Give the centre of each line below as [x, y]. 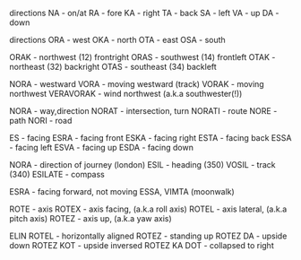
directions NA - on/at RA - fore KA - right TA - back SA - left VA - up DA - [144, 13]
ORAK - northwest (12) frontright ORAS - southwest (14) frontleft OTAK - [142, 57]
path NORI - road [41, 121]
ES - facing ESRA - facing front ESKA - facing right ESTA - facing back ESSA [150, 138]
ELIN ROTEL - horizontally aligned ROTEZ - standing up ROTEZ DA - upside [148, 236]
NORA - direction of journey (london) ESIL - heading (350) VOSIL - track [142, 165]
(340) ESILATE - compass [57, 174]
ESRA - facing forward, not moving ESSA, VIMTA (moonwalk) [122, 191]
